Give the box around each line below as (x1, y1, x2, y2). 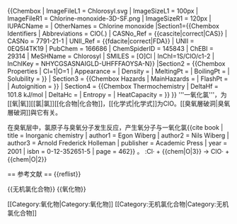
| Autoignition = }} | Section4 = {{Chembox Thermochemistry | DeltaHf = (7, 82, 219, 90)
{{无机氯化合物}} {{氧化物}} (7, 185, 86, 193)
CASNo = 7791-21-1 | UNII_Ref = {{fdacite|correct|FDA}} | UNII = (7, 37, 195, 45)
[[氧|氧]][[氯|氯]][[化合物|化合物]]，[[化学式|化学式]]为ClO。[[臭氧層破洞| (7, 99, 218, 108)
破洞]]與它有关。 (13, 108, 62, 116)
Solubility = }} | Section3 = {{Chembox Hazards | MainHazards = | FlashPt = (7, 74, 229, 83)
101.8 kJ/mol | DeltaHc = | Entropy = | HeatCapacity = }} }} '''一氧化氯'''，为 (7, 91, 228, 99)
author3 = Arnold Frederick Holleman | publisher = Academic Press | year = (7, 139, 228, 147)
